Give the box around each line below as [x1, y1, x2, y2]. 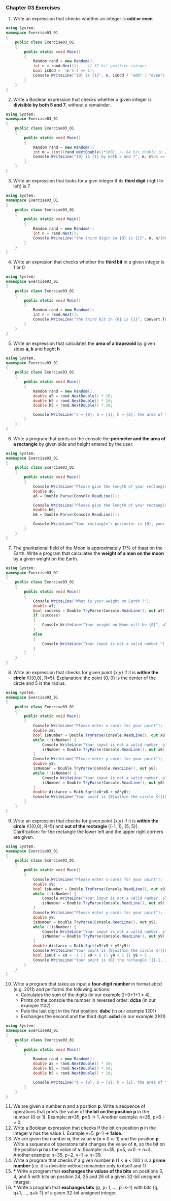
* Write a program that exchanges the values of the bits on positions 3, [13, 1168, 164, 1175]
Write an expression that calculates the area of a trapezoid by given [13, 340, 155, 346]
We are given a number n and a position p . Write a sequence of [13, 1103, 146, 1109]
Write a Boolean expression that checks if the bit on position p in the [13, 1125, 156, 1131]
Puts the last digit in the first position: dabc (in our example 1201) [20, 1008, 156, 1014]
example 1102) [20, 1003, 51, 1009]
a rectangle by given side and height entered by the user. [13, 441, 133, 447]
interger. [13, 1179, 31, 1185]
